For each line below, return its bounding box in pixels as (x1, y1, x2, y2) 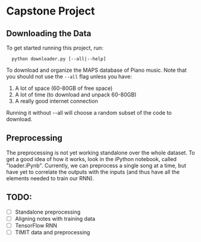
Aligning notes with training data (14, 215, 96, 222)
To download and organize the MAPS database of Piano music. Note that (6, 66, 187, 74)
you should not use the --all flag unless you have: (6, 73, 132, 80)
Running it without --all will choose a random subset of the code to (6, 109, 172, 116)
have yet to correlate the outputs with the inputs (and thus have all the (6, 168, 180, 176)
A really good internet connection (14, 98, 98, 104)
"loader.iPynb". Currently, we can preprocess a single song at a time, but (6, 162, 187, 169)
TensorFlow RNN (14, 221, 57, 229)
